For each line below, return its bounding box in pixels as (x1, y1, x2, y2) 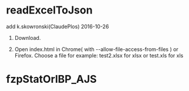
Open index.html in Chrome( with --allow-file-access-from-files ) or (14, 45, 179, 53)
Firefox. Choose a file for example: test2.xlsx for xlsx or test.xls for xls (14, 52, 184, 59)
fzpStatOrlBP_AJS (6, 73, 97, 86)
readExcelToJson (6, 4, 93, 17)
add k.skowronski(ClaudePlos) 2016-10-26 (6, 23, 109, 30)
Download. (14, 34, 41, 41)
